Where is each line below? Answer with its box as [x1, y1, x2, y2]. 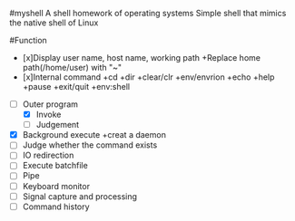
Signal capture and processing [22, 190, 138, 202]
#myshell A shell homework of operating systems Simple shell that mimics [9, 8, 287, 18]
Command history [22, 201, 90, 212]
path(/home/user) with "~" [22, 62, 123, 72]
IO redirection [22, 149, 74, 161]
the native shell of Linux [9, 17, 99, 28]
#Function [9, 35, 47, 45]
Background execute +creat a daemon [22, 130, 166, 140]
